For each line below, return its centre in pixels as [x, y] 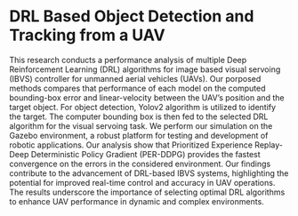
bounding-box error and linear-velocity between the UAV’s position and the [147, 97]
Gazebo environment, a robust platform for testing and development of [139, 135]
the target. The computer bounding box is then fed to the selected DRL [139, 116]
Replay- [269, 145]
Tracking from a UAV [88, 35]
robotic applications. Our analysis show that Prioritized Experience [131, 145]
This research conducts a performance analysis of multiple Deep [128, 60]
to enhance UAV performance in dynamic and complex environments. [137, 201]
